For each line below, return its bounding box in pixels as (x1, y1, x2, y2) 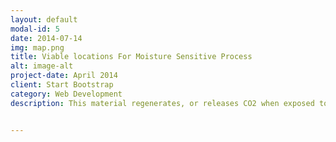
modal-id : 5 (10, 24, 60, 34)
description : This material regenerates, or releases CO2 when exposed (10, 98, 315, 108)
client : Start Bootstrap (10, 80, 114, 90)
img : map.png (10, 42, 65, 53)
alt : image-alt (10, 61, 74, 71)
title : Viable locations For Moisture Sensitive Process (10, 52, 253, 62)
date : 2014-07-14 (10, 33, 83, 43)
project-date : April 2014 (10, 71, 118, 81)
